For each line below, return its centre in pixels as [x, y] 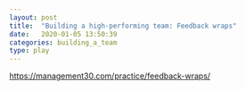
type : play [29, 51]
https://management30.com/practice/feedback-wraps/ [110, 76]
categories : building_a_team [63, 42]
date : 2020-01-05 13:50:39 [63, 34]
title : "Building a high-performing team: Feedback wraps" [123, 26]
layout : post [33, 17]
